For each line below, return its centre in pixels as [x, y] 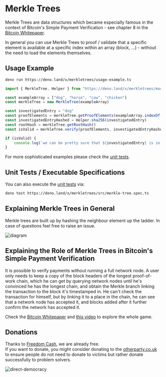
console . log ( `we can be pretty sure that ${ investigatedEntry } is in [87, 143]
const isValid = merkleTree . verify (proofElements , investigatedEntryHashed [85, 129]
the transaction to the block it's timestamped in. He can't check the [73, 291]
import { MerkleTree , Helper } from [43, 89]
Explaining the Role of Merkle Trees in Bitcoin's [79, 251]
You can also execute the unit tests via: [45, 184]
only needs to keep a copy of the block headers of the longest [68, 276]
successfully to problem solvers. [38, 360]
